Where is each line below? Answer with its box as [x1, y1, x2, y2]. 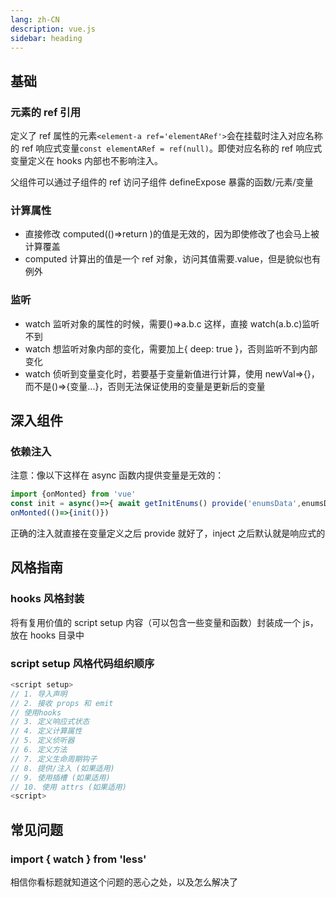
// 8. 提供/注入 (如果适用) [10, 763, 115, 773]
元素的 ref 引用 [10, 105, 82, 119]
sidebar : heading [10, 33, 83, 43]
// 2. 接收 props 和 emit [10, 698, 114, 708]
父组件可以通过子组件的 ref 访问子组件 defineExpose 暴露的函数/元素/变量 [10, 176, 314, 188]
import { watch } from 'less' [10, 852, 147, 866]
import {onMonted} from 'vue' [10, 489, 137, 500]
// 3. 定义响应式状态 [10, 717, 90, 727]
